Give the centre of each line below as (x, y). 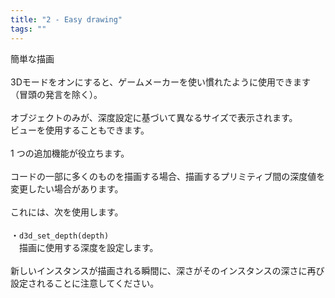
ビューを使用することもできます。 (80, 130)
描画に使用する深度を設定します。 (88, 247)
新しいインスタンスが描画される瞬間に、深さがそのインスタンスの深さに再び (167, 270)
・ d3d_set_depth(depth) (60, 235)
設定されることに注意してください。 (85, 283)
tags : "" (28, 29)
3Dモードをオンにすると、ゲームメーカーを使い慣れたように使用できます (160, 82)
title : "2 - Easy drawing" (66, 19)
